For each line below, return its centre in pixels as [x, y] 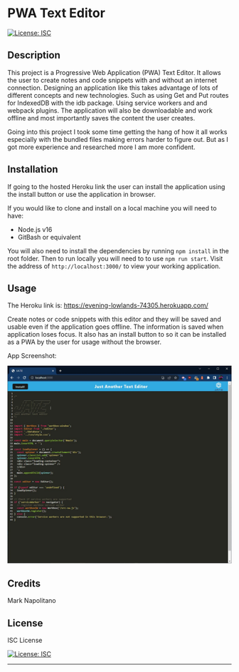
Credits [24, 583]
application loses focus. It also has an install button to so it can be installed [117, 335]
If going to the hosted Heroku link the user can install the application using [116, 186]
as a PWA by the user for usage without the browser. [85, 342]
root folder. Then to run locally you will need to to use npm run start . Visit [115, 258]
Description [34, 55]
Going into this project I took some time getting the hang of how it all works [117, 132]
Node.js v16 [35, 229]
